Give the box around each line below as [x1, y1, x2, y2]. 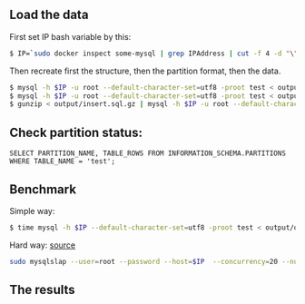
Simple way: [9, 205, 55, 216]
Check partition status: [9, 124, 143, 140]
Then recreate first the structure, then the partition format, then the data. [9, 65, 281, 76]
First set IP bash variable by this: [9, 31, 132, 42]
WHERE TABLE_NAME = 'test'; [9, 157, 116, 166]
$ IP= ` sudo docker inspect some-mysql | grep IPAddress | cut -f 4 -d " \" [9, 49, 299, 58]
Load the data [9, 7, 89, 23]
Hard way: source [9, 240, 76, 250]
